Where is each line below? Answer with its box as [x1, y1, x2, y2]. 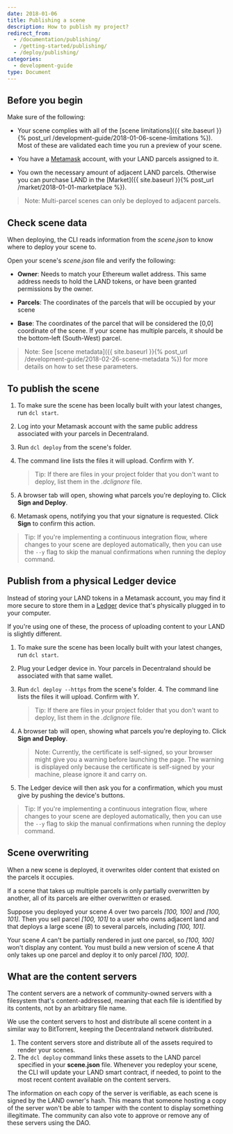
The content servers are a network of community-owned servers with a [7, 989, 212, 998]
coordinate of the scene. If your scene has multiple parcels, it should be [17, 327, 224, 335]
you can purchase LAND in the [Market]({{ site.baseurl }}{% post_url [17, 176, 214, 184]
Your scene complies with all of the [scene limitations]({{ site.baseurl [17, 126, 216, 135]
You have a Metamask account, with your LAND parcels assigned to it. [17, 155, 219, 163]
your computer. [7, 609, 51, 617]
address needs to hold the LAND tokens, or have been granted [17, 277, 197, 286]
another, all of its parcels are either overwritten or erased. [7, 894, 172, 902]
